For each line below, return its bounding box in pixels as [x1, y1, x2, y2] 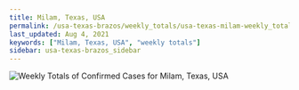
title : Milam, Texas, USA [9, 12, 105, 22]
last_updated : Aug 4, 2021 [9, 29, 109, 38]
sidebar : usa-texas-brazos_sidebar [9, 46, 141, 55]
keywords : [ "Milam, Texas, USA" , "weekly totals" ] [9, 37, 201, 47]
